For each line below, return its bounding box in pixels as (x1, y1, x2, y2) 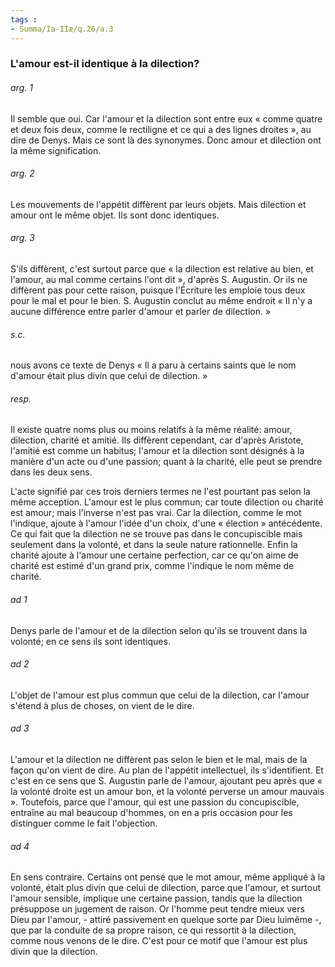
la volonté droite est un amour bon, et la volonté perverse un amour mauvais (10, 786, 325, 798)
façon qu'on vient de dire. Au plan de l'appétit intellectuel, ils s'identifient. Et (10, 764, 324, 776)
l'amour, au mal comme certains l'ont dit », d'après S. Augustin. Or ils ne (10, 274, 308, 286)
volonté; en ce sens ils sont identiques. (10, 635, 171, 647)
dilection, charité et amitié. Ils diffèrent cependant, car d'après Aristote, (10, 434, 304, 446)
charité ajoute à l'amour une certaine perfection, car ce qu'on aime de (10, 549, 299, 561)
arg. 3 (10, 232, 35, 244)
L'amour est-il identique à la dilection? (10, 57, 200, 71)
